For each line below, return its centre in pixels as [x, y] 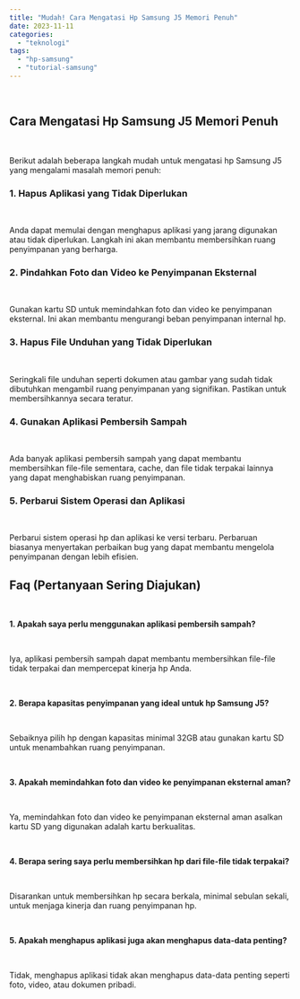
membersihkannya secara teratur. [71, 398]
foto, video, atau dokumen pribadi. [73, 985]
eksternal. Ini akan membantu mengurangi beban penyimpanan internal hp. [148, 319]
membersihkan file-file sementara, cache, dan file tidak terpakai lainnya [141, 468]
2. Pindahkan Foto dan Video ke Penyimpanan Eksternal [133, 272]
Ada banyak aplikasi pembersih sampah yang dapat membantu [125, 458]
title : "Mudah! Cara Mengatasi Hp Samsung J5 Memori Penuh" [124, 18]
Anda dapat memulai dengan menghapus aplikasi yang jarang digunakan [143, 230]
